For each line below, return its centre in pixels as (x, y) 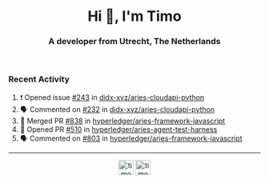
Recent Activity (39, 79)
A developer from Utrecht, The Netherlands (134, 42)
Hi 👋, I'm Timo (134, 16)
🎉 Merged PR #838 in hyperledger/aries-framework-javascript (122, 121)
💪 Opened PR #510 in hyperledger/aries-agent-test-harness (118, 129)
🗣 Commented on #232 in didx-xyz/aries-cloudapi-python (117, 109)
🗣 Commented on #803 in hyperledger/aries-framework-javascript (131, 138)
